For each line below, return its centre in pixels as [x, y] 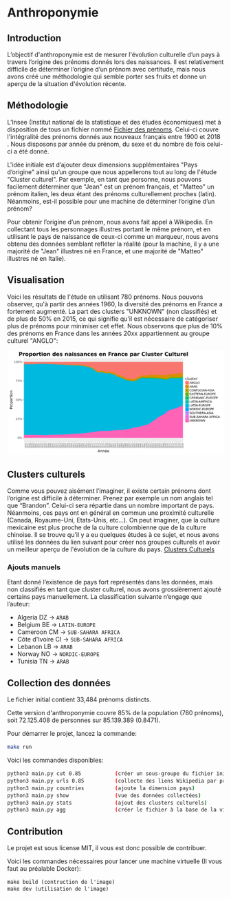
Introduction [34, 38]
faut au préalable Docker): [44, 869]
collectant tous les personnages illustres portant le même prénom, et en [109, 229]
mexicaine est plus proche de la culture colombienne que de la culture [107, 527]
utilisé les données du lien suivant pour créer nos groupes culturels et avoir [114, 542]
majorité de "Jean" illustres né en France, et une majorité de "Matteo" [106, 251]
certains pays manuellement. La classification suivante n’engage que [104, 597]
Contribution [35, 831]
